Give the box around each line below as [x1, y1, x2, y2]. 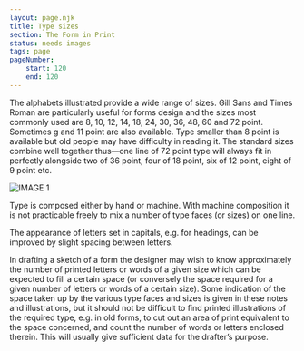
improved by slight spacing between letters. [9, 237, 174, 248]
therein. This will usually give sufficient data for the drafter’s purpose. [9, 331, 270, 342]
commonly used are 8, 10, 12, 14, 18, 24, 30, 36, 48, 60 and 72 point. [9, 116, 263, 127]
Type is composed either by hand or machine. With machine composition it [9, 200, 289, 210]
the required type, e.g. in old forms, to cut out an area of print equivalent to [9, 312, 290, 323]
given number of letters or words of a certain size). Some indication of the [9, 283, 286, 294]
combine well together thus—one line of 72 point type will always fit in [9, 145, 272, 156]
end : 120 [25, 73, 59, 82]
